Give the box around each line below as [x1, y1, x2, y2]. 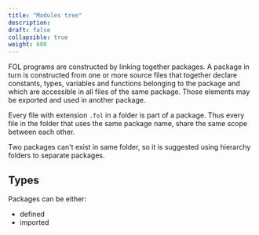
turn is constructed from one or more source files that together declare [8, 70, 238, 80]
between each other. [8, 127, 75, 137]
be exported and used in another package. [8, 96, 146, 105]
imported [19, 217, 49, 227]
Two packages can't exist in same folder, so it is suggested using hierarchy [8, 143, 251, 152]
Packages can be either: [8, 193, 87, 204]
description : [8, 19, 51, 27]
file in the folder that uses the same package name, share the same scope [8, 119, 248, 128]
